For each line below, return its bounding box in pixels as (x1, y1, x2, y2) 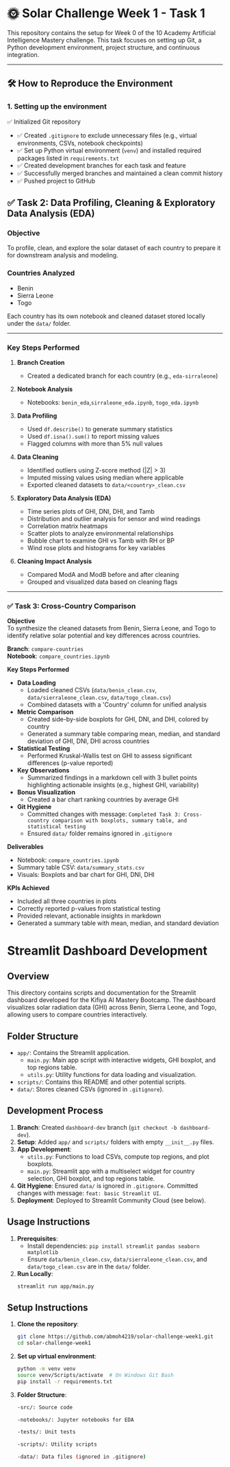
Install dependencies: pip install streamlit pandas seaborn (27, 1242, 200, 1250)
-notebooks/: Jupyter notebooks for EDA (16, 1416, 134, 1423)
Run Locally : (16, 1269, 53, 1277)
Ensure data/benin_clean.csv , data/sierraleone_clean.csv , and (27, 1255, 207, 1263)
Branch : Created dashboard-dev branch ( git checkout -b (16, 1123, 177, 1131)
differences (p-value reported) (27, 759, 114, 767)
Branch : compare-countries (7, 645, 84, 653)
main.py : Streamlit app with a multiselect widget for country (27, 1167, 195, 1175)
